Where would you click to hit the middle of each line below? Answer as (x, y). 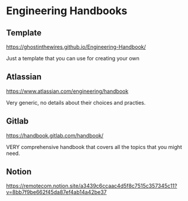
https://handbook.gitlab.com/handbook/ (55, 135)
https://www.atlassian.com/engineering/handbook (67, 91)
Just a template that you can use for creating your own (73, 58)
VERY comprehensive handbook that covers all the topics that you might (94, 147)
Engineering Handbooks (67, 11)
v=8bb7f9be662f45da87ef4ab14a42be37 (56, 192)
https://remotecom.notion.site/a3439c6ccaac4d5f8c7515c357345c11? (92, 186)
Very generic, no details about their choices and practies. (76, 102)
